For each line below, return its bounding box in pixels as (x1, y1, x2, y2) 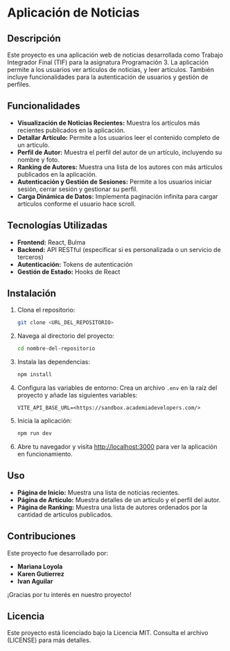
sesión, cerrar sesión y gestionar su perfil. (17, 185, 139, 193)
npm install (17, 371, 52, 378)
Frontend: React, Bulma (17, 238, 86, 247)
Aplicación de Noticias (7, 5, 140, 21)
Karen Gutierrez (17, 569, 64, 578)
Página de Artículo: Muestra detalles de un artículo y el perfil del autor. (17, 495, 221, 503)
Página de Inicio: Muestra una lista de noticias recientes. (17, 488, 180, 497)
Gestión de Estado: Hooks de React (17, 267, 121, 276)
